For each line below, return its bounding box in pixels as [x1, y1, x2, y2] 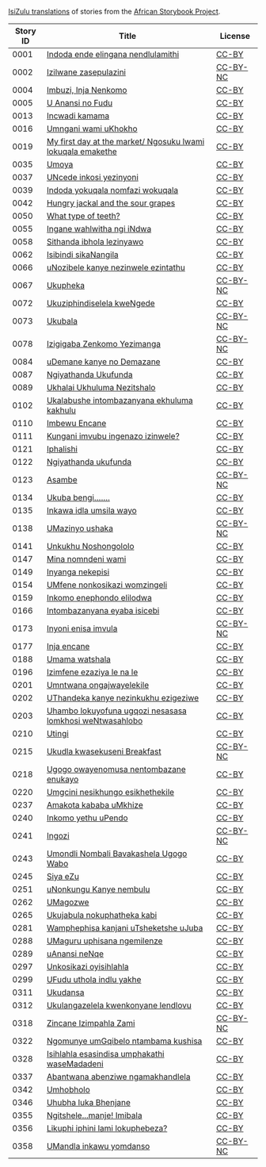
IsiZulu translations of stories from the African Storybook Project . [8, 7, 221, 16]
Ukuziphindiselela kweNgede [46, 298, 156, 309]
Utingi [46, 728, 69, 739]
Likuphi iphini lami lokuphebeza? [46, 1123, 168, 1134]
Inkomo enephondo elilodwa [46, 593, 152, 603]
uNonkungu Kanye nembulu [46, 884, 150, 895]
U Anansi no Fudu [46, 98, 113, 108]
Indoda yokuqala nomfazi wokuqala [46, 185, 179, 195]
